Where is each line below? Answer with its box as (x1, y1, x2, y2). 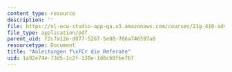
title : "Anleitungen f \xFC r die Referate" (7, 49, 131, 56)
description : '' (7, 16, 54, 23)
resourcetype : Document (7, 42, 76, 49)
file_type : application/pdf (7, 29, 88, 36)
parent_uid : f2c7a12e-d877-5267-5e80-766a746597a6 (7, 36, 156, 43)
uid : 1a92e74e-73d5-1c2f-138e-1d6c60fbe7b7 (7, 55, 135, 62)
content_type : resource (7, 10, 76, 17)
